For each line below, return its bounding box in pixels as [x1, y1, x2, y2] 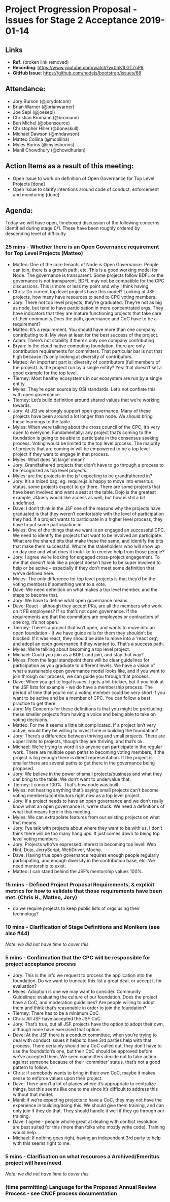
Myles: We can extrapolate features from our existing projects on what [12, 814, 160, 820]
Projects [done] [12, 181, 45, 187]
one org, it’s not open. [12, 619, 59, 625]
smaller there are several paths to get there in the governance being [12, 760, 155, 766]
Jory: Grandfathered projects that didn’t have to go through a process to [12, 462, 164, 468]
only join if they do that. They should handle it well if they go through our [12, 1108, 165, 1114]
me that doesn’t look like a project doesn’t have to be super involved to [12, 559, 161, 566]
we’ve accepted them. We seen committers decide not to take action [12, 1053, 156, 1059]
